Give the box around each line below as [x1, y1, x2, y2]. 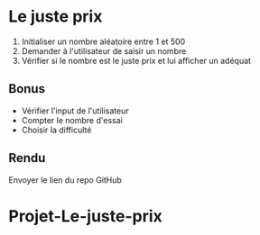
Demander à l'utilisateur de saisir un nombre [21, 45, 187, 56]
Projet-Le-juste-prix [8, 205, 163, 226]
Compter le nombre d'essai [21, 114, 123, 125]
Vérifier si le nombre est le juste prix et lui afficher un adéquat [21, 55, 252, 66]
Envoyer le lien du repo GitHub [8, 174, 123, 185]
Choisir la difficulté [21, 124, 92, 135]
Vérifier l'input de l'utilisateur [21, 105, 129, 116]
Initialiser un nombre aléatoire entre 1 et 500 [21, 36, 186, 47]
